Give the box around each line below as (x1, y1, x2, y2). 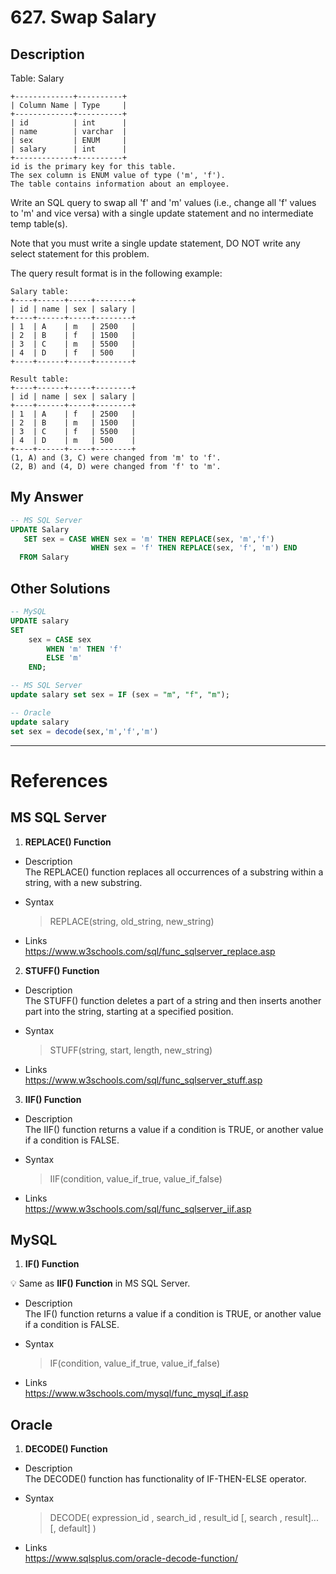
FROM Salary (19, 552, 70, 563)
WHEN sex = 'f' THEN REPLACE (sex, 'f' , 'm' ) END (90, 543, 298, 553)
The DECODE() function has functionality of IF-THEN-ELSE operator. (24, 1473, 307, 1485)
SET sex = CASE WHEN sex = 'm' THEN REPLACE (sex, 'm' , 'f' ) (23, 534, 275, 544)
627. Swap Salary (10, 6, 157, 29)
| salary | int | (10, 144, 128, 154)
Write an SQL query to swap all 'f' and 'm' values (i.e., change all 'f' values (10, 197, 317, 208)
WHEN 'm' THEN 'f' (46, 644, 123, 654)
